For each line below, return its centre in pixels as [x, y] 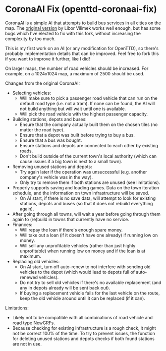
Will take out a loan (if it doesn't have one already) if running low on [89, 235]
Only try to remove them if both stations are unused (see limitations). [90, 182]
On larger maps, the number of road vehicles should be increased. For [77, 68]
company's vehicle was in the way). [56, 177]
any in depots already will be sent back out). [65, 288]
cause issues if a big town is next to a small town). [71, 161]
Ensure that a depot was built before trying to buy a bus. [77, 135]
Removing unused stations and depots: [52, 167]
